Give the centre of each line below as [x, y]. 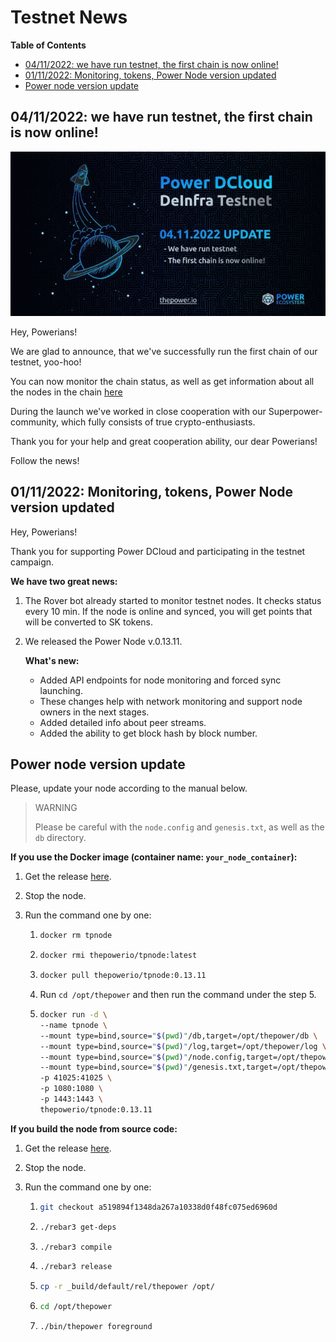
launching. [61, 690]
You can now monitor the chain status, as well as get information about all [162, 381]
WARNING [56, 808]
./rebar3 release [76, 1267]
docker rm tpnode [76, 936]
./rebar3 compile [76, 1247]
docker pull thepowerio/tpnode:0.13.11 [123, 976]
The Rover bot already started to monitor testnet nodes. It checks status [173, 600]
